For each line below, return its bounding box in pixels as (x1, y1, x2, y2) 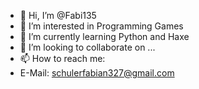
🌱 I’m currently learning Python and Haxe (19, 31, 190, 42)
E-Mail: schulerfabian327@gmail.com (19, 67, 175, 79)
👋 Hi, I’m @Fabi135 (19, 10, 97, 21)
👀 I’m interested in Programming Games (19, 20, 184, 32)
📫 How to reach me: (19, 53, 106, 64)
